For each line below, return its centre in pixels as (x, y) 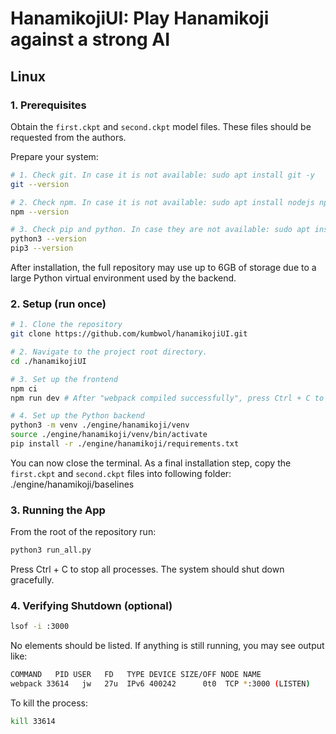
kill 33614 (33, 722)
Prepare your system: (54, 156)
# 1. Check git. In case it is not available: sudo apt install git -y (162, 175)
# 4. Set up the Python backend (77, 416)
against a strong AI (90, 39)
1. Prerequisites (48, 105)
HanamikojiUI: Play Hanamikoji (140, 18)
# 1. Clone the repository (66, 325)
